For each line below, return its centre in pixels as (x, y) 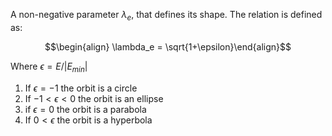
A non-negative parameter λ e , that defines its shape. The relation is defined (166, 16)
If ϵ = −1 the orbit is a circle (81, 88)
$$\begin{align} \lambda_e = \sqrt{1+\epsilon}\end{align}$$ (168, 46)
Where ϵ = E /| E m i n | (49, 67)
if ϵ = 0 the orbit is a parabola (85, 109)
